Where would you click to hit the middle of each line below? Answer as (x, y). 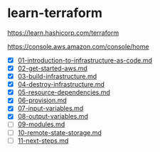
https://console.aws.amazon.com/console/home (78, 46)
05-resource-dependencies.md (64, 92)
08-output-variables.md (53, 116)
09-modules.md (41, 124)
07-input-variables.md (50, 109)
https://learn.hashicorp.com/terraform (63, 33)
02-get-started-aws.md (52, 68)
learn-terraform (55, 13)
